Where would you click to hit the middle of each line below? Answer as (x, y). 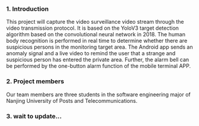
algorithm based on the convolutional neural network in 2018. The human (96, 34)
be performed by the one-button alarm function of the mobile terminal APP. (99, 66)
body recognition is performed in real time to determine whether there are (97, 41)
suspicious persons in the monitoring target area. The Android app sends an (99, 47)
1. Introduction (27, 9)
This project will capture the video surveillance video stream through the (95, 22)
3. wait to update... (34, 116)
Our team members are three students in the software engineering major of (98, 94)
